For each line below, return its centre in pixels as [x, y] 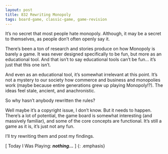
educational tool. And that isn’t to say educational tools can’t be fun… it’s [81, 60]
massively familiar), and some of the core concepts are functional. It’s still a [83, 121]
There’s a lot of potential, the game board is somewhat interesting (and [79, 116]
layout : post [19, 10]
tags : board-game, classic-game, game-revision [56, 19]
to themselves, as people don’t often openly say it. [58, 39]
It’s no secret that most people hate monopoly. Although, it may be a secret [83, 34]
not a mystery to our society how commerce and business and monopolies [83, 80]
